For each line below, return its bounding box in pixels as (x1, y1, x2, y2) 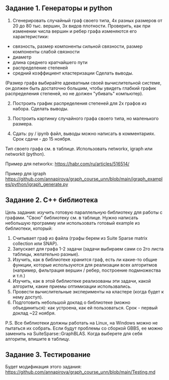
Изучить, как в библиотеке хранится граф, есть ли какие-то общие (12, 257, 157, 263)
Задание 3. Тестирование (5, 350, 91, 359)
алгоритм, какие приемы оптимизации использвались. (12, 283, 132, 289)
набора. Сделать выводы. (12, 105, 69, 111)
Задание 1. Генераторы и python (5, 4, 112, 13)
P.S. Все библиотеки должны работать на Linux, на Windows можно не (5, 320, 158, 326)
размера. (12, 120, 33, 126)
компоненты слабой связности (12, 48, 80, 54)
